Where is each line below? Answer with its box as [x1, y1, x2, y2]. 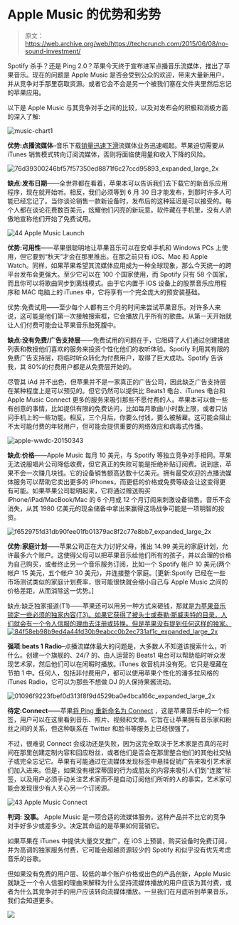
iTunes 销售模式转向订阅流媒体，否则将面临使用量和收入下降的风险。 [7, 150, 210, 159]
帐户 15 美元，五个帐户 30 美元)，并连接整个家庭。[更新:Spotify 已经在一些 [7, 568, 226, 577]
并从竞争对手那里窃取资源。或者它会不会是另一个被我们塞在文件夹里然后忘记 [7, 79, 232, 87]
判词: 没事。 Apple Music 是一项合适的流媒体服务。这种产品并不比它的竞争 [7, 812, 226, 821]
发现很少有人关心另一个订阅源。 [19, 784, 114, 792]
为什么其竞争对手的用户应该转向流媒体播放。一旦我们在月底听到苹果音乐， [13, 887, 232, 896]
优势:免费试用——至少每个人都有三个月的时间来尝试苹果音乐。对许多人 [7, 303, 216, 311]
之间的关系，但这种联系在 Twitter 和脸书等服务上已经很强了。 [13, 724, 193, 732]
